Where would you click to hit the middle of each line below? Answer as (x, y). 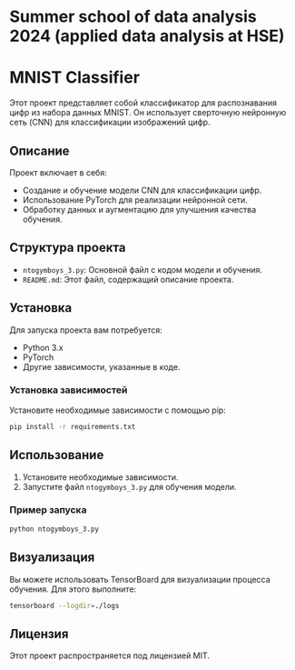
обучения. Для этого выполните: (73, 589)
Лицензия (39, 634)
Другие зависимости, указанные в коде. (101, 366)
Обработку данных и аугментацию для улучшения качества (139, 209)
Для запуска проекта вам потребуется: (86, 330)
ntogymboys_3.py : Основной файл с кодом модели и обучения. (143, 269)
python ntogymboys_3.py (54, 529)
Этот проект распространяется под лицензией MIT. (110, 655)
